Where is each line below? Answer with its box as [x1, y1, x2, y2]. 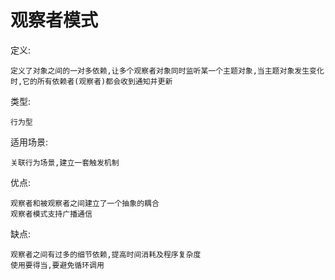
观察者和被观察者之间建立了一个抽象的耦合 [10, 198, 160, 208]
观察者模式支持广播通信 [10, 209, 93, 219]
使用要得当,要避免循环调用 [10, 260, 105, 270]
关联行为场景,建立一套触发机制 [10, 157, 120, 168]
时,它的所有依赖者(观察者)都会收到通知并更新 [10, 76, 173, 86]
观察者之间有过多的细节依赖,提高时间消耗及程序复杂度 [10, 249, 202, 260]
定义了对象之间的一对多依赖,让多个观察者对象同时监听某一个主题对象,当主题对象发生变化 [10, 66, 325, 76]
